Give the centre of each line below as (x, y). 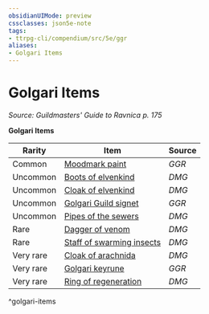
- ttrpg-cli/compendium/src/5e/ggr (68, 38)
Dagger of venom (97, 229)
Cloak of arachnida (100, 255)
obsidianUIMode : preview (50, 16)
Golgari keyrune (94, 268)
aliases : (23, 46)
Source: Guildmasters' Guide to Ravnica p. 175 (85, 115)
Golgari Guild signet (101, 203)
